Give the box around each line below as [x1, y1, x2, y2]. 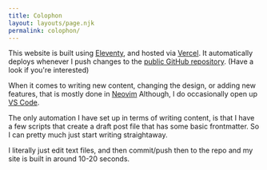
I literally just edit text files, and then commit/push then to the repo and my [8, 145, 253, 156]
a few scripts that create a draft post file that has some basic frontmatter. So [8, 121, 260, 132]
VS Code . [8, 97, 40, 108]
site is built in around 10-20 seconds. [8, 154, 130, 164]
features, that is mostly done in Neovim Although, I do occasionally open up [8, 89, 258, 99]
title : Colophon [8, 11, 62, 20]
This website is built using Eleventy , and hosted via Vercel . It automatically [8, 49, 253, 58]
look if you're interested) [8, 65, 90, 75]
